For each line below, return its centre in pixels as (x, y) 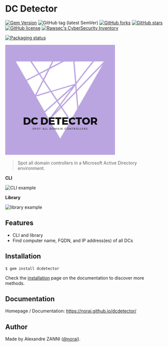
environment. (31, 168)
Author (16, 327)
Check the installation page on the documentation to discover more (75, 278)
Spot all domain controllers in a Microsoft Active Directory (77, 163)
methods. (15, 283)
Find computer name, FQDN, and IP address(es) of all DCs (73, 240)
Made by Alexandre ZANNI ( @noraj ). (43, 339)
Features (19, 223)
